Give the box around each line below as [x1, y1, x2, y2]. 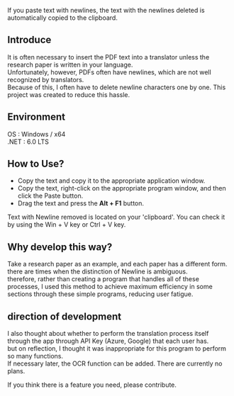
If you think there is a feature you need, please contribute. [7, 380, 177, 389]
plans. [7, 367, 26, 375]
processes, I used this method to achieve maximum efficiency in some [7, 283, 213, 291]
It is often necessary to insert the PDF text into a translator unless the [7, 52, 210, 61]
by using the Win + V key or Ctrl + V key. [7, 220, 126, 229]
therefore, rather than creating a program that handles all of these [7, 275, 200, 283]
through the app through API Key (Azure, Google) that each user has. [7, 336, 209, 346]
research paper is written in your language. [7, 60, 133, 69]
